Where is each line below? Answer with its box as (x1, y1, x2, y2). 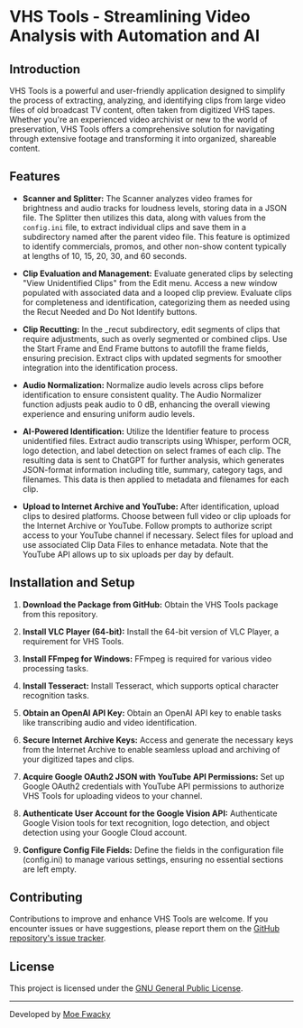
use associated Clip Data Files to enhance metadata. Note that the (22, 539, 269, 550)
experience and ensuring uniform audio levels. (22, 408, 196, 419)
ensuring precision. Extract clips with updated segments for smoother (22, 352, 282, 363)
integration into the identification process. (22, 362, 179, 373)
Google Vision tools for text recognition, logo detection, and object (22, 817, 271, 828)
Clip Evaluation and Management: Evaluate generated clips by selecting (22, 268, 294, 279)
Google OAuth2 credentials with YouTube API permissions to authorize (22, 781, 285, 792)
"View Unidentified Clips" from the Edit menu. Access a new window (22, 277, 278, 288)
